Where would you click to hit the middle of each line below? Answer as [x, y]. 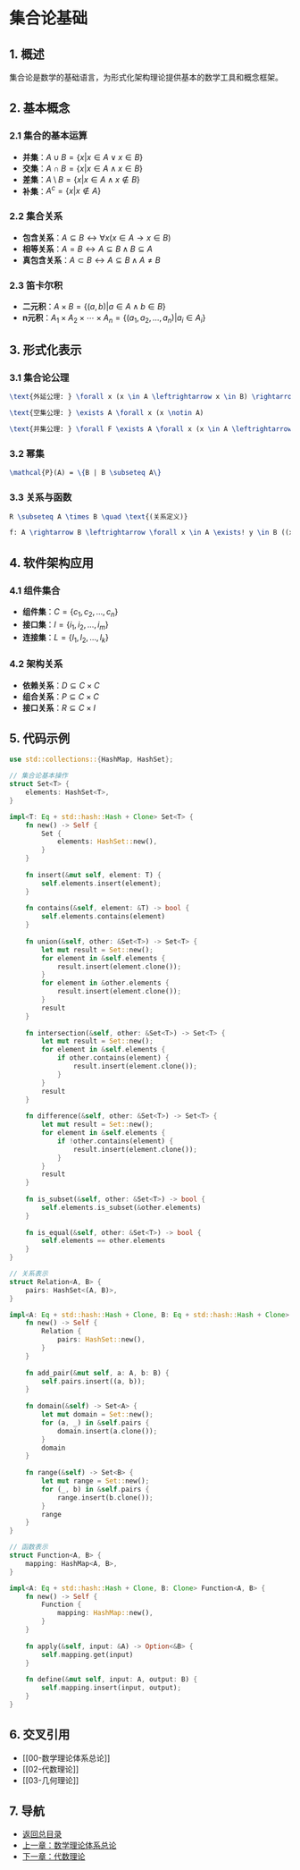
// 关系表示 [29, 1274]
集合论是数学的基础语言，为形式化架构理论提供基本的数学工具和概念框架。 [146, 77]
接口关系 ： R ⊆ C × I [59, 707]
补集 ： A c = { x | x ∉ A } [61, 190]
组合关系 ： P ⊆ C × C [61, 696]
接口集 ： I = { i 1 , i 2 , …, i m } [65, 625]
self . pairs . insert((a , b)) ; [93, 1381]
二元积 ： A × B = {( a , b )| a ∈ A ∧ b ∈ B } [94, 306]
